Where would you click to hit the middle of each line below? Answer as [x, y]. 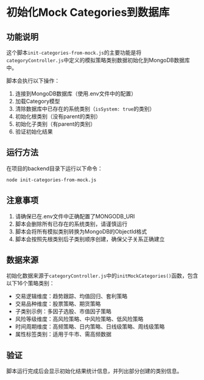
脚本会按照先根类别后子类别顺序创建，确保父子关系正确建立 [90, 239]
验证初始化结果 [34, 132]
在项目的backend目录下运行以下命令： [55, 168]
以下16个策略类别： [30, 283]
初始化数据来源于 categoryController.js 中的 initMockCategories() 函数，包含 [102, 276]
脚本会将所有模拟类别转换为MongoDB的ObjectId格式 [81, 231]
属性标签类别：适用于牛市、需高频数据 [63, 334]
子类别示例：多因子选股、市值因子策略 [63, 311]
